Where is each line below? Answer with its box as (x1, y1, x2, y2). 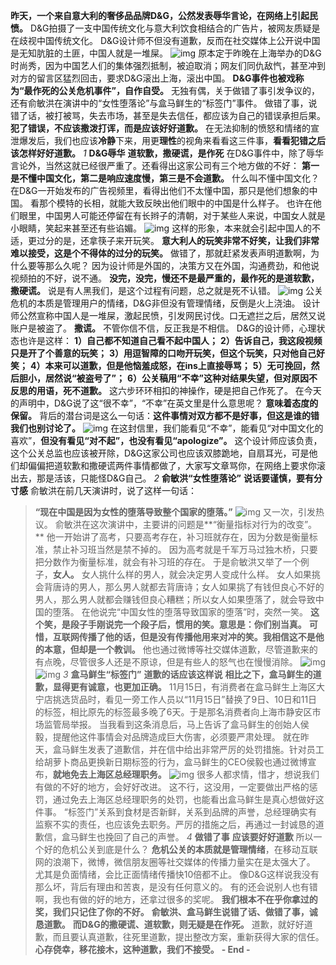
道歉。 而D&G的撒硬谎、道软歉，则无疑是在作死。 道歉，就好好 (43, 919, 305, 930)
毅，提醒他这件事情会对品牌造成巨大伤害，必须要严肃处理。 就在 (34, 731, 301, 743)
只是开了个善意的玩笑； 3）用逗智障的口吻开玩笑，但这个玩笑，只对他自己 (10, 347, 317, 359)
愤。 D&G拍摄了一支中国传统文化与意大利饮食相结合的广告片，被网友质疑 (10, 22, 312, 34)
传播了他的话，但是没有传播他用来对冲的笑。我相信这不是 (78, 631, 316, 643)
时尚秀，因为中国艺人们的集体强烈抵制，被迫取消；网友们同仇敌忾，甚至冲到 (10, 60, 326, 71)
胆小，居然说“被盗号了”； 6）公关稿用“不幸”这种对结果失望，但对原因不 (18, 372, 318, 384)
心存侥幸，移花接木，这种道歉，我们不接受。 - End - (34, 944, 251, 955)
